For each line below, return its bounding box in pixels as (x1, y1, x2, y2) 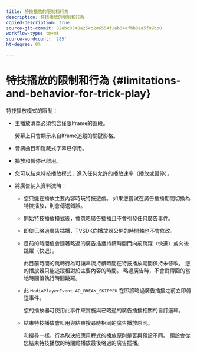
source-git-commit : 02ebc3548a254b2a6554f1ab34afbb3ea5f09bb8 (6, 25, 162, 31)
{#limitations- (111, 74, 182, 87)
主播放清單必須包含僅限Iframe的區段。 (14, 119, 109, 127)
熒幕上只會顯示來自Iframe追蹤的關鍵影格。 (14, 132, 119, 139)
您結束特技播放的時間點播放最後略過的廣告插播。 (23, 339, 143, 346)
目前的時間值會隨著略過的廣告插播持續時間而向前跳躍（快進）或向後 (23, 239, 189, 246)
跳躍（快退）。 (23, 247, 58, 254)
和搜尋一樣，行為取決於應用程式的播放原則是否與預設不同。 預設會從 (23, 331, 191, 339)
